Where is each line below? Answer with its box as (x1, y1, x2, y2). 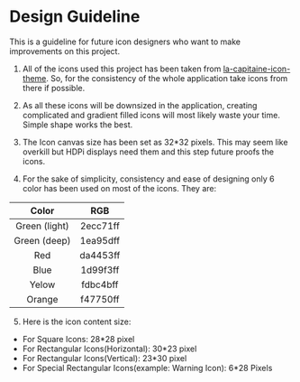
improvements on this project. (9, 45, 120, 56)
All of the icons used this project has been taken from (22, 63, 222, 74)
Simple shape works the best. (22, 119, 133, 130)
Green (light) (15, 219, 69, 232)
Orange (26, 293, 59, 305)
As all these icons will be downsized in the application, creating (22, 99, 258, 110)
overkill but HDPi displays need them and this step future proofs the (22, 146, 275, 157)
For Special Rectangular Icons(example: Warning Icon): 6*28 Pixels (22, 362, 273, 373)
